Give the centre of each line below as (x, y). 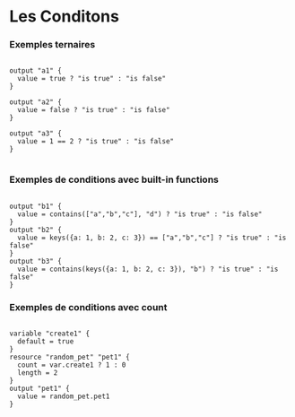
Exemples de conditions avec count (88, 307)
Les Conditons (64, 17)
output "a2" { (36, 102)
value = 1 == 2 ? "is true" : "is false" (96, 142)
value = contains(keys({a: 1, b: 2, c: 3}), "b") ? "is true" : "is (148, 269)
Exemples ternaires (52, 45)
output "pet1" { (39, 389)
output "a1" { (36, 71)
